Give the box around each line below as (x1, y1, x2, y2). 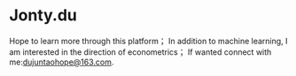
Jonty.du (9, 5, 78, 26)
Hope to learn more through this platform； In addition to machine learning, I (9, 35, 288, 46)
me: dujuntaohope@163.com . (9, 57, 114, 67)
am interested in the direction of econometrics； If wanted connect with (9, 46, 272, 57)
